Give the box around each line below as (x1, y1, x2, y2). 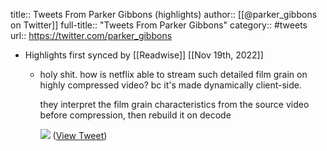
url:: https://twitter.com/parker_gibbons (10, 30, 173, 41)
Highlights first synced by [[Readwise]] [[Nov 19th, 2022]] (24, 49, 264, 61)
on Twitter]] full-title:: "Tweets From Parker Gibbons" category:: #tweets (10, 19, 308, 31)
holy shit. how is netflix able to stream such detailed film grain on (39, 69, 308, 80)
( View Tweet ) (52, 130, 108, 141)
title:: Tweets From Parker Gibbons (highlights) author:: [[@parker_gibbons (10, 9, 318, 20)
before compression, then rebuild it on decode (39, 109, 232, 121)
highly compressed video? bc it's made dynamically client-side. (39, 79, 303, 91)
